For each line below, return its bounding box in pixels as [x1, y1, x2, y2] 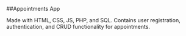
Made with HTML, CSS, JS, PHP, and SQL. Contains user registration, [6, 17, 181, 23]
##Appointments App [6, 5, 60, 12]
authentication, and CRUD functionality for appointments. [6, 23, 151, 30]
